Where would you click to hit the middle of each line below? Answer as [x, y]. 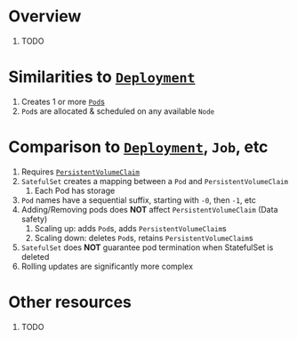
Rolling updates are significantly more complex [107, 266]
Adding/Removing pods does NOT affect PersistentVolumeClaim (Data [149, 209]
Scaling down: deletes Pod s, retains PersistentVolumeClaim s [144, 238]
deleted [35, 256]
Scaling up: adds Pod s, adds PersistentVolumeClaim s [131, 228]
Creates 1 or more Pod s [63, 101]
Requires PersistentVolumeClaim [80, 172]
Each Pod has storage [75, 190]
